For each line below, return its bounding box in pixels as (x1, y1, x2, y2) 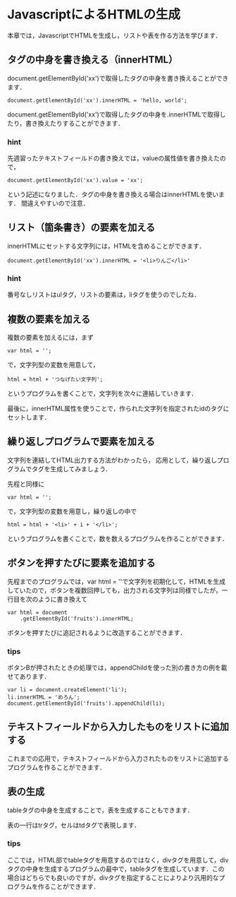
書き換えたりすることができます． (25, 119, 125, 127)
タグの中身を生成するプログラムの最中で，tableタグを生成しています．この (7, 865, 225, 873)
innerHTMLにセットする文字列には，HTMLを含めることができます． (7, 242, 206, 250)
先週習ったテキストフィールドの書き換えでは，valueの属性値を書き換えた (7, 154, 221, 162)
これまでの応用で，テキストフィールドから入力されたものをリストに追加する (7, 754, 229, 763)
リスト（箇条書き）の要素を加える (7, 222, 156, 234)
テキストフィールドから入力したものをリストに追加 (7, 721, 229, 733)
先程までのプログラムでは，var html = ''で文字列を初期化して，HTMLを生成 (7, 577, 226, 586)
